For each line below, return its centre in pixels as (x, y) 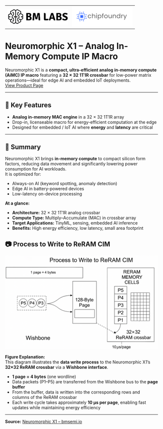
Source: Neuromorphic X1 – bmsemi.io (44, 422)
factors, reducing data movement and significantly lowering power (71, 164)
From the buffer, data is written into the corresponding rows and (76, 392)
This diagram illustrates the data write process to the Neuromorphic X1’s (78, 362)
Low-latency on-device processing (47, 194)
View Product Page (24, 85)
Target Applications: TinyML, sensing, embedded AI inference (75, 223)
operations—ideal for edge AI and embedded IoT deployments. (68, 80)
